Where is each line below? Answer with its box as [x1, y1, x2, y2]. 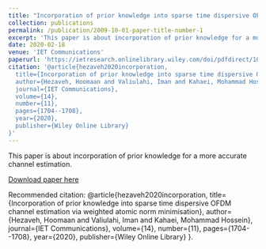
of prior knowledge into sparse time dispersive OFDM [56, 198, 232, 208]
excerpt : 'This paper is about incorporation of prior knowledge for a [8, 33, 249, 42]
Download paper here [8, 175, 79, 184]
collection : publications [8, 19, 93, 27]
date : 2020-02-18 [8, 41, 66, 49]
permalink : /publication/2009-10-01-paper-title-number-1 [8, 26, 203, 34]
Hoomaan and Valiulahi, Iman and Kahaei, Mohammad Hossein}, [43, 215, 253, 224]
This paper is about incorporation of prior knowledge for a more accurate [8, 151, 247, 160]
